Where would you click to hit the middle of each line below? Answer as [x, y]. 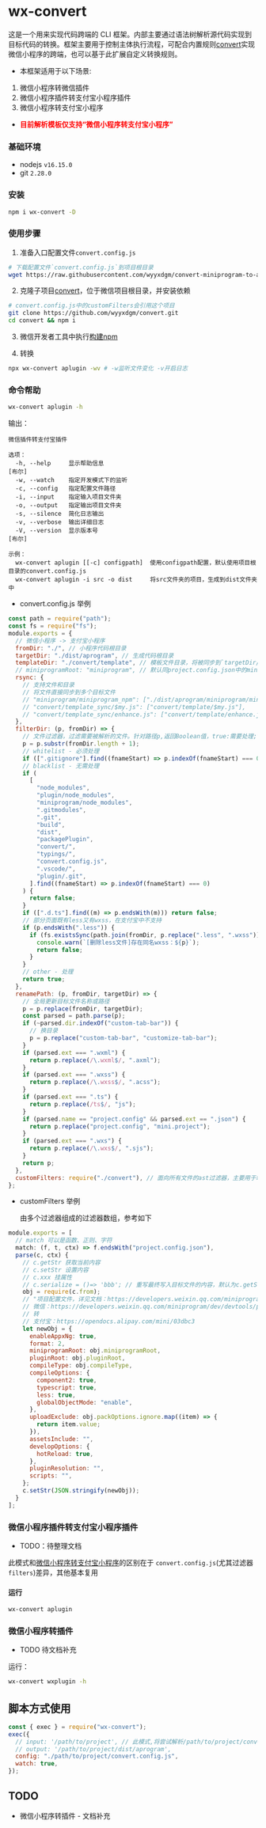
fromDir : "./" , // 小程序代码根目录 [71, 648]
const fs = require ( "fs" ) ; [53, 626]
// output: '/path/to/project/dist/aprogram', [93, 1749]
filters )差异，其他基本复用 [53, 1572]
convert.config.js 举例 [55, 604]
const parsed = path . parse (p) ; [74, 1016]
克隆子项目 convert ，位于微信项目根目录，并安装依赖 [105, 290]
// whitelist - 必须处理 [61, 751]
